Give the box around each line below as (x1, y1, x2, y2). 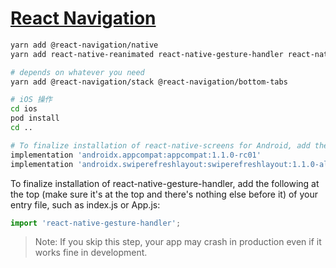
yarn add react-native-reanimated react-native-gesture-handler (10, 49, 284, 59)
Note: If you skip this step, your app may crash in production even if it (34, 236, 322, 248)
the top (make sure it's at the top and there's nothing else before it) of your (10, 188, 319, 200)
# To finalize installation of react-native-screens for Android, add (10, 140, 311, 151)
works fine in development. (34, 247, 148, 259)
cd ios (10, 104, 38, 114)
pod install (10, 113, 60, 124)
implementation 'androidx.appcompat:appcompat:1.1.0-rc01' (10, 150, 262, 160)
